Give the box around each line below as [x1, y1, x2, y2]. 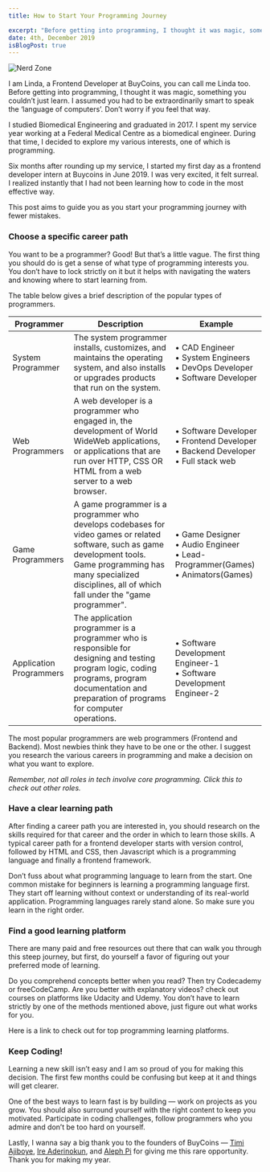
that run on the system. [73, 382, 161, 393]
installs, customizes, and [73, 342, 166, 353]
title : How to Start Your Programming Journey [8, 11, 167, 20]
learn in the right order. [8, 905, 84, 915]
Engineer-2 [174, 687, 219, 699]
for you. [8, 1010, 35, 1020]
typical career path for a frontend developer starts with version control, [8, 838, 243, 848]
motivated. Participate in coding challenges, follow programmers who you [8, 1114, 253, 1124]
